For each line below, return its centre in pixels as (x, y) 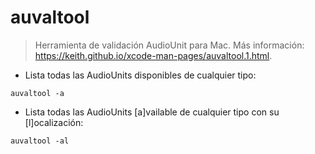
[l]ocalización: (54, 122)
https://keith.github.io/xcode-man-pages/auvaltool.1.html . (153, 55)
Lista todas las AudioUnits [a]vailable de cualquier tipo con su (152, 112)
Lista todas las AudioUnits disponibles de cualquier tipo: (140, 75)
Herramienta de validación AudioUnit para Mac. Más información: (169, 45)
